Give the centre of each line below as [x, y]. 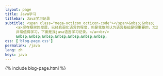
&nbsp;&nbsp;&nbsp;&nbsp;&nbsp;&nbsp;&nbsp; [62, 37]
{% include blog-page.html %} [36, 68]
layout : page [18, 9]
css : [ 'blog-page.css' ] [29, 41]
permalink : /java [23, 46]
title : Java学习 [21, 14]
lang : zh [14, 50]
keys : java [16, 54]
